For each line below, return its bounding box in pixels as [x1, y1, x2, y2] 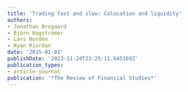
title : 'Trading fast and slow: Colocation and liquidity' [7, 10, 182, 17]
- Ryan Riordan [7, 42, 52, 49]
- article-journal [7, 68, 61, 75]
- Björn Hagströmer [7, 29, 64, 37]
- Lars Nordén [7, 36, 49, 43]
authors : [7, 17, 33, 24]
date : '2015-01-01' [7, 49, 64, 56]
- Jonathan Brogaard [7, 23, 68, 30]
